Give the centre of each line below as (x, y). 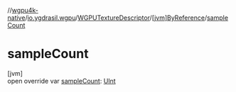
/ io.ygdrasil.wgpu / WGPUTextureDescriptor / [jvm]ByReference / (116, 18)
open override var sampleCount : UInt (61, 81)
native (16, 18)
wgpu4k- (25, 10)
